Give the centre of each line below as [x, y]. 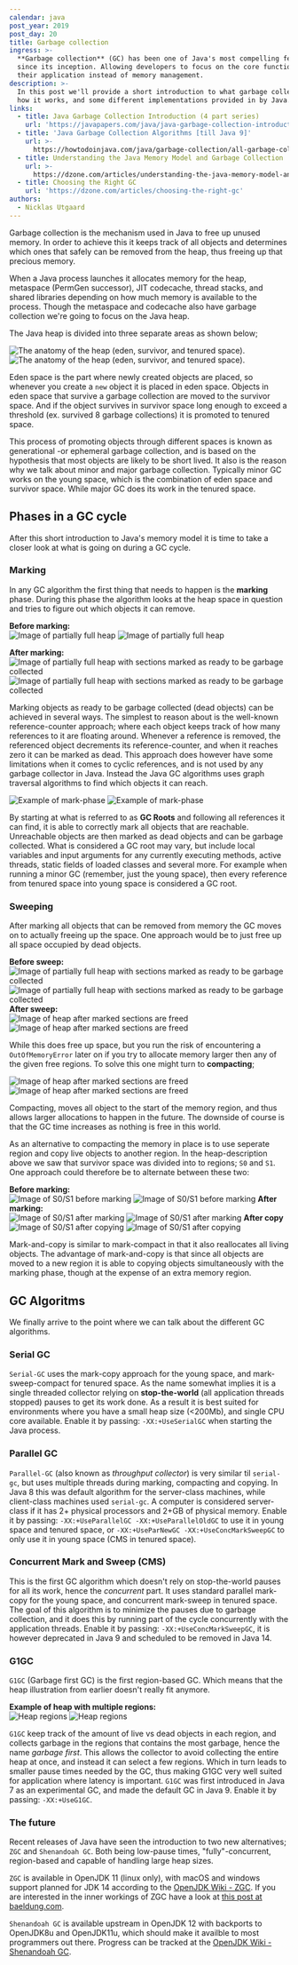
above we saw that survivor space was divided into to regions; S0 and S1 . [143, 1163]
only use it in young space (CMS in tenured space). [103, 1539]
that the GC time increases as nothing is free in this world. [115, 1127]
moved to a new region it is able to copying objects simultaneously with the [146, 1263]
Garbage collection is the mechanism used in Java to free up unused [135, 233]
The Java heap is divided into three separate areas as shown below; [134, 333]
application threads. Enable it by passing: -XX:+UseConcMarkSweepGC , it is [140, 1628]
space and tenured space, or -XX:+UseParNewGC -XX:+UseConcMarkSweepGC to [147, 1530]
